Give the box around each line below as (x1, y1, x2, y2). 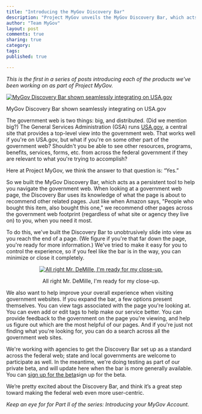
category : (6, 43, 31, 49)
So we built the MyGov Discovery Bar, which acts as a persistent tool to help (6, 178, 195, 185)
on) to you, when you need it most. (6, 217, 93, 224)
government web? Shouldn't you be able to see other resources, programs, (6, 142, 192, 149)
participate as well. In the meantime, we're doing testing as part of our (6, 358, 180, 365)
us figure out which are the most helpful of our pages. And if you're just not (6, 321, 193, 328)
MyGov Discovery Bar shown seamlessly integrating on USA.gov (6, 105, 167, 112)
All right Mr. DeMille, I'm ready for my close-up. (42, 277, 160, 285)
